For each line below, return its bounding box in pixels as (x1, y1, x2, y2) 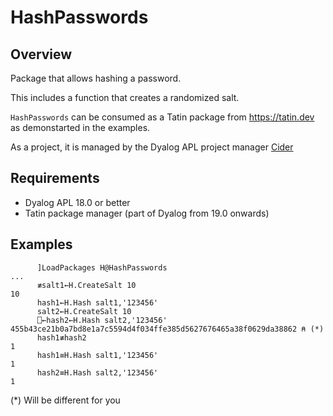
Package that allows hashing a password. (10, 72, 182, 84)
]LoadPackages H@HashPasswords (36, 262, 168, 273)
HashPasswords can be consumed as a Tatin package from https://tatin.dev (10, 111, 315, 123)
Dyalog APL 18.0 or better (24, 196, 131, 208)
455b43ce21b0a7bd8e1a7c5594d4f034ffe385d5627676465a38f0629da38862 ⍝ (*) (10, 324, 325, 334)
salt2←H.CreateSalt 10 (36, 306, 132, 316)
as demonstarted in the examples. (10, 122, 151, 133)
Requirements (10, 170, 100, 187)
